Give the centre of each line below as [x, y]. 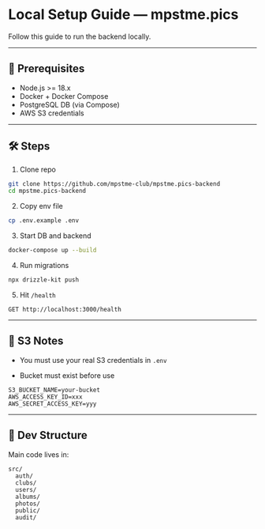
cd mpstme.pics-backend [47, 191]
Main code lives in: [39, 454]
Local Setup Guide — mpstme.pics [123, 15]
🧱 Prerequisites [47, 69]
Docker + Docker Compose [64, 96]
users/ [26, 489]
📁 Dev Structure [48, 435]
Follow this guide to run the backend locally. [80, 36]
